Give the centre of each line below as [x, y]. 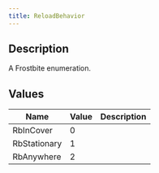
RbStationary [37, 144]
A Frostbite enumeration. [50, 68]
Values [26, 94]
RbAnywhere [37, 157]
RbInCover [32, 131]
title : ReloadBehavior [47, 16]
